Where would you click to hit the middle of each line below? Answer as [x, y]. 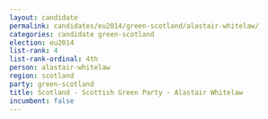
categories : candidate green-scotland [82, 34]
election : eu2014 [42, 42]
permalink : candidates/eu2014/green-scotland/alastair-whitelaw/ [134, 26]
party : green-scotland [52, 84]
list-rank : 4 [34, 51]
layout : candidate [44, 17]
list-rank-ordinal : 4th [54, 59]
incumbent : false [42, 101]
